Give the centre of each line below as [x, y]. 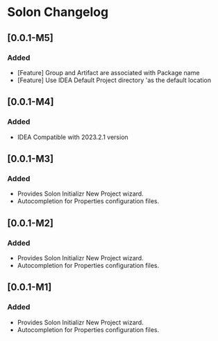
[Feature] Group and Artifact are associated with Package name [108, 72]
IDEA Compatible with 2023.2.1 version [73, 137]
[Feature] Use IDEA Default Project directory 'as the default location [114, 80]
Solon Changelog [58, 12]
